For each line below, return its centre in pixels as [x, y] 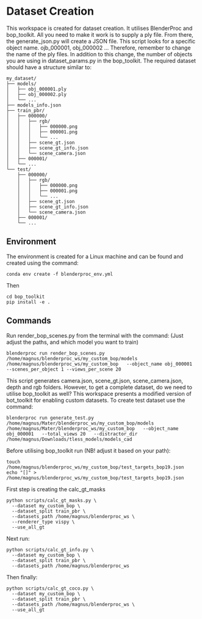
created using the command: [42, 263]
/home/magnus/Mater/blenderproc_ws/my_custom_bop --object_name [92, 428]
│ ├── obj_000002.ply [37, 94]
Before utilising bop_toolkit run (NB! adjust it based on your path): [88, 450]
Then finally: [22, 577]
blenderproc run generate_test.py [50, 418]
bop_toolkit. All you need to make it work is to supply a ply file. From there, [100, 34]
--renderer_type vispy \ [43, 522]
